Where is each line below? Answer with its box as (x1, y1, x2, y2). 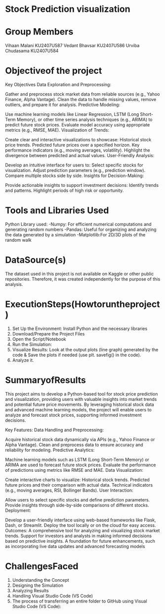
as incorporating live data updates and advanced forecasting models (5, 543, 145, 549)
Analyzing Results (12, 587, 49, 593)
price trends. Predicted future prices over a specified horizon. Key (5, 142, 140, 148)
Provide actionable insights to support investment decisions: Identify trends (5, 182, 159, 188)
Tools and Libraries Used (5, 205, 109, 216)
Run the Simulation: (12, 341, 52, 347)
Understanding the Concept (12, 577, 69, 583)
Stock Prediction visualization (5, 3, 130, 15)
